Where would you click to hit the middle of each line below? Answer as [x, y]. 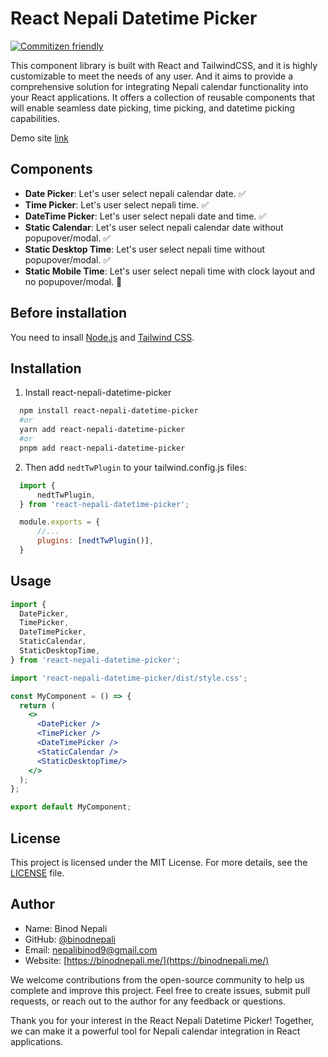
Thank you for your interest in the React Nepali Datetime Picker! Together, [162, 1020]
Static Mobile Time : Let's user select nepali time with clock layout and [170, 271]
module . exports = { [60, 522]
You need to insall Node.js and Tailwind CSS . [102, 337]
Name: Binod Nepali [66, 928]
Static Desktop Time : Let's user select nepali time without [144, 249]
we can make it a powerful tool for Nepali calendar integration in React [155, 1031]
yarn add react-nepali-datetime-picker [102, 430]
